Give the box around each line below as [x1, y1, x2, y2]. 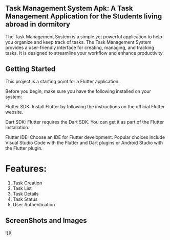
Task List [12, 185, 32, 191]
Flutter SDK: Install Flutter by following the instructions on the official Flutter [5, 103, 165, 109]
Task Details [12, 190, 39, 197]
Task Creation [12, 180, 42, 186]
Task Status [12, 196, 38, 202]
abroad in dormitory [5, 20, 71, 29]
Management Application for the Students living [5, 12, 162, 21]
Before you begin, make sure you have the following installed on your [5, 88, 151, 94]
